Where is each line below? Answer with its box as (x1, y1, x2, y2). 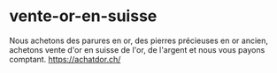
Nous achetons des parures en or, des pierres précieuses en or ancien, (9, 35, 268, 46)
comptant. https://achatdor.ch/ (9, 54, 121, 64)
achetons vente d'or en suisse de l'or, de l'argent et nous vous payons (9, 44, 265, 55)
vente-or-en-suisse (9, 6, 158, 26)
